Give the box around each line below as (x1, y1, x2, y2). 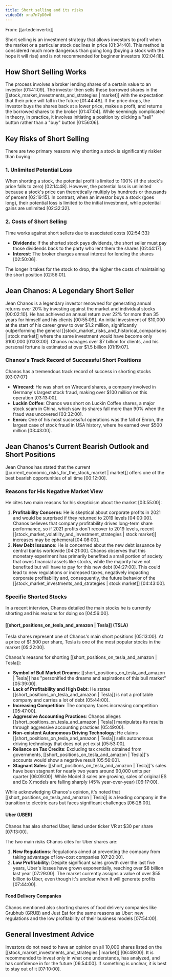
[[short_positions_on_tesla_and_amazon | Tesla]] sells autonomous (12, 735, 154, 742)
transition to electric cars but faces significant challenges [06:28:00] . (5, 800, 152, 806)
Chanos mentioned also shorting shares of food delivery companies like (5, 904, 157, 910)
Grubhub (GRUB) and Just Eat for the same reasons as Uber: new (5, 910, 144, 916)
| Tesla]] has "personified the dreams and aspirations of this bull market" (12, 675, 166, 681)
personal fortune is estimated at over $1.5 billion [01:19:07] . (5, 344, 130, 350)
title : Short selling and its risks (5, 7, 83, 13)
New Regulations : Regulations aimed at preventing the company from (12, 849, 160, 855)
